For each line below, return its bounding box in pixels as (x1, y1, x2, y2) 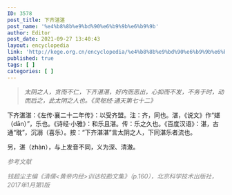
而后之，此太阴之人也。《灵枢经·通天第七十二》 (23, 96, 157, 104)
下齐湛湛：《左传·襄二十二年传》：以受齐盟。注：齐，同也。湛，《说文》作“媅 (7, 111, 221, 119)
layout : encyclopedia (7, 42, 70, 49)
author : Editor (7, 29, 51, 37)
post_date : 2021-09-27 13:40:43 (7, 36, 100, 43)
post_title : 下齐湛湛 (7, 17, 66, 23)
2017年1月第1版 (7, 181, 50, 189)
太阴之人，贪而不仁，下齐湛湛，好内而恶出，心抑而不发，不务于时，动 (23, 88, 224, 96)
